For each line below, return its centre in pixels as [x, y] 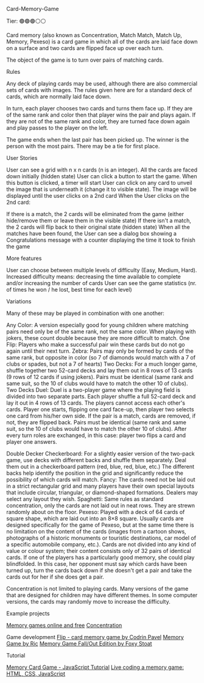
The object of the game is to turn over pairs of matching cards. [85, 60]
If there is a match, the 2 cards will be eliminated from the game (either [95, 214]
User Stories [22, 158]
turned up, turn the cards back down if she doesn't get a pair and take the [99, 570]
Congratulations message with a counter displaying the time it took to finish [101, 240]
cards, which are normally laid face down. [59, 96]
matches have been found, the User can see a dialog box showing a [91, 233]
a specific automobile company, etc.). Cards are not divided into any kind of [101, 544]
